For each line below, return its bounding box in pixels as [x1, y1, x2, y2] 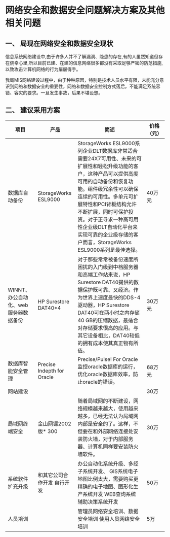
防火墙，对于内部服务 [82, 435, 134, 442]
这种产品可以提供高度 [88, 170, 139, 177]
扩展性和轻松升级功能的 [77, 162, 134, 170]
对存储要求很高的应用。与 [77, 324, 139, 331]
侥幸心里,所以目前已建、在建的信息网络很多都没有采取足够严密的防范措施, [9, 60, 163, 66]
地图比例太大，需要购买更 [77, 475, 139, 482]
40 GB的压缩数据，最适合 [77, 317, 139, 324]
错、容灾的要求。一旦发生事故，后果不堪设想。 [5, 90, 103, 95]
